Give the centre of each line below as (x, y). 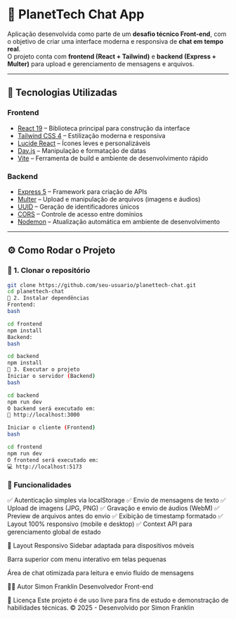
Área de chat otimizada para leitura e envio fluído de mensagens (101, 572)
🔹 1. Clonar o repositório (49, 271)
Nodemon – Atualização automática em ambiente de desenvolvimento (118, 221)
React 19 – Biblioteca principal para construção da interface (104, 128)
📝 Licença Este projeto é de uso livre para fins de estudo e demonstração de (118, 600)
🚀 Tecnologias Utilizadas (62, 93)
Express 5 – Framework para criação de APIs (82, 191)
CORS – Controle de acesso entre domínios (80, 214)
